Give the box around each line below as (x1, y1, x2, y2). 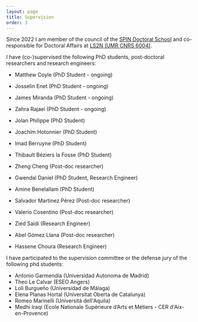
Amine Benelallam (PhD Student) (14, 186, 95, 193)
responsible (6, 42, 35, 49)
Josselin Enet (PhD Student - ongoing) (14, 83, 109, 90)
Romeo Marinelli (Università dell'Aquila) (14, 297, 111, 304)
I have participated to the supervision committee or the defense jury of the (6, 255, 187, 262)
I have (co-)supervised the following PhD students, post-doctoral (6, 54, 164, 61)
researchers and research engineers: (6, 60, 96, 67)
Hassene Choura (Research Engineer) (14, 243, 108, 250)
